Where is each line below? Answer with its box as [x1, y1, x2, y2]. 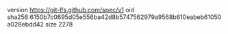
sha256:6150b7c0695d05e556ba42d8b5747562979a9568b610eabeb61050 [7, 13, 222, 21]
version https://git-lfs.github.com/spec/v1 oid [7, 6, 135, 14]
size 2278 [45, 20, 73, 28]
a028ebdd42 [7, 20, 45, 28]
